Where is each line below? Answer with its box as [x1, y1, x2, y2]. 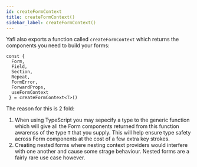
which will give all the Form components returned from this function [14, 123, 180, 130]
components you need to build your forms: [6, 42, 110, 49]
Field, [11, 64, 28, 70]
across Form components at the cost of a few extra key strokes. [14, 135, 170, 142]
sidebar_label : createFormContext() [6, 19, 96, 25]
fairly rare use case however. [14, 154, 86, 161]
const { [6, 54, 25, 60]
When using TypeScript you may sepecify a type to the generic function [14, 116, 190, 124]
